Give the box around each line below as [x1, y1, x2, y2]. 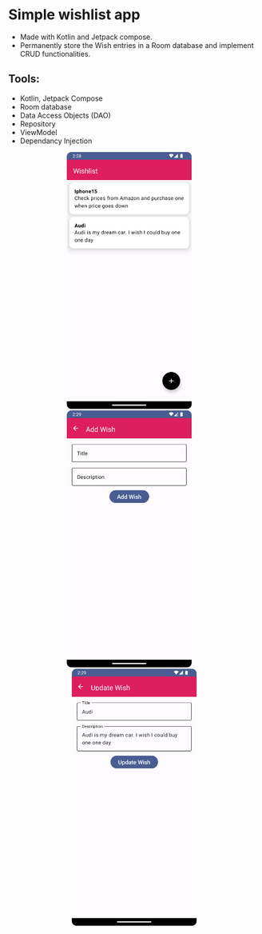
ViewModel [19, 127, 58, 137]
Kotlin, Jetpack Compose [19, 94, 103, 103]
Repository [19, 118, 56, 129]
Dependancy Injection [19, 136, 93, 146]
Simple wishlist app [8, 6, 141, 24]
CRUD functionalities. [19, 49, 91, 58]
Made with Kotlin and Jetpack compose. [19, 32, 153, 42]
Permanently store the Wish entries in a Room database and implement [19, 40, 254, 50]
